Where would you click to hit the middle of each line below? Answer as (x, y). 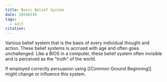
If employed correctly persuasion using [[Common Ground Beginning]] (78, 69)
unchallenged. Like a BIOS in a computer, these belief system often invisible (84, 54)
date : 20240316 (21, 15)
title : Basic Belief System (35, 10)
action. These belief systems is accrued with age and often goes (72, 48)
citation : (16, 29)
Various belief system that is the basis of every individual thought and (77, 43)
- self (17, 24)
